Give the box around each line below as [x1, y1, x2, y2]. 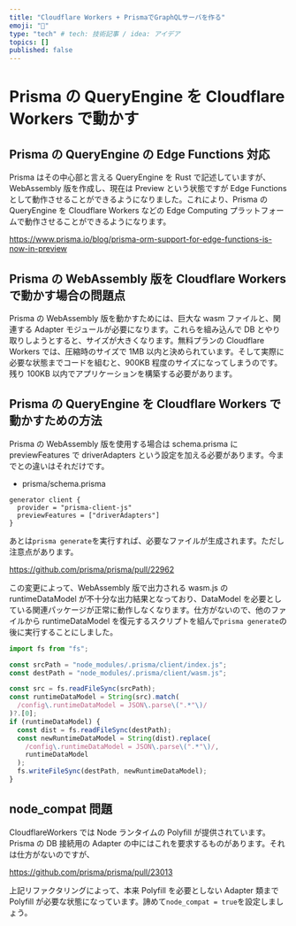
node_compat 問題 [9, 802, 113, 817]
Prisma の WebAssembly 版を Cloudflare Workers [9, 271, 287, 286]
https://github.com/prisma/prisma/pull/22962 [9, 564, 175, 575]
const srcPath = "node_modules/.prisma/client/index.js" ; [9, 660, 227, 669]
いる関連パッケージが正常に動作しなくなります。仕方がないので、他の [16, 604, 271, 615]
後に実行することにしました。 [9, 626, 118, 637]
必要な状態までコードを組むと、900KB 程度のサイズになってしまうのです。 [9, 357, 283, 367]
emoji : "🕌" [9, 21, 49, 30]
